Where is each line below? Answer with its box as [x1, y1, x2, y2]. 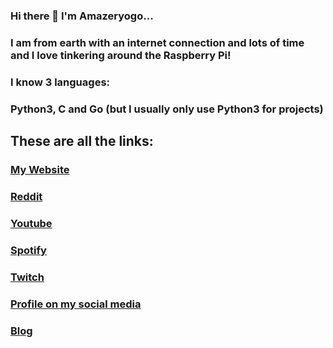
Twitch [10, 270, 45, 284]
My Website [10, 163, 70, 176]
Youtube [10, 216, 53, 230]
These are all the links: [10, 133, 154, 150]
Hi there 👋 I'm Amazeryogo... [10, 9, 154, 23]
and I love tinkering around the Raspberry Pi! [10, 48, 232, 62]
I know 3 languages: [10, 75, 111, 89]
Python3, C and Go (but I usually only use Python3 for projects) [10, 102, 324, 116]
